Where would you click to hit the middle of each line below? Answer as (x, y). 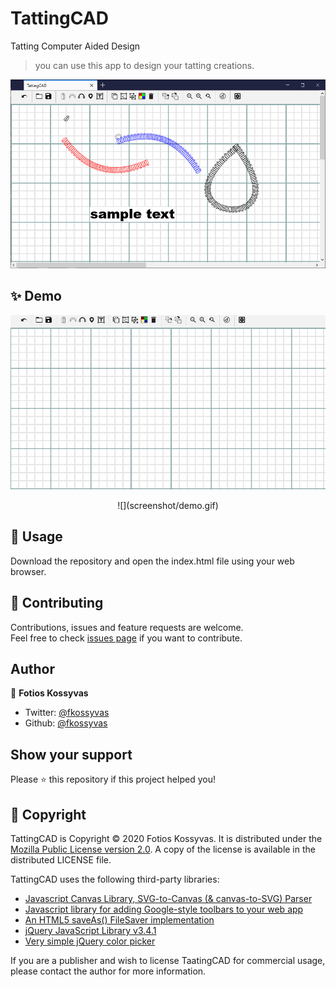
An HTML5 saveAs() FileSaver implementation (119, 920)
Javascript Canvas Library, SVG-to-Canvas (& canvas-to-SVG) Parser (168, 899)
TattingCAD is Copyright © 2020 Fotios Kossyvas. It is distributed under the (166, 839)
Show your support (71, 754)
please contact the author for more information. (108, 971)
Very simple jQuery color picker (90, 941)
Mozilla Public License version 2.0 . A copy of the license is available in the (163, 849)
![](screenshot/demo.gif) (168, 505)
